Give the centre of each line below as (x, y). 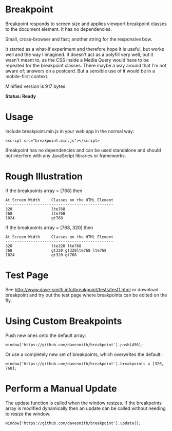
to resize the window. (28, 414)
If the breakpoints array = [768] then (44, 191)
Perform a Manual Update (61, 388)
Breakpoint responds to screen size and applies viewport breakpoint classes (86, 24)
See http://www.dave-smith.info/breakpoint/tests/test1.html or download (82, 289)
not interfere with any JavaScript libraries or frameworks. (66, 156)
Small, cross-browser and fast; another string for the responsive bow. (79, 39)
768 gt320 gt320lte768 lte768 (56, 250)
